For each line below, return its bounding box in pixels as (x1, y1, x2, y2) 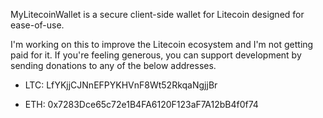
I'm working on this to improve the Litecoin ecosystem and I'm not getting (10, 39, 314, 50)
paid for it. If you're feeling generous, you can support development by (10, 49, 302, 61)
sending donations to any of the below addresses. (10, 60, 217, 71)
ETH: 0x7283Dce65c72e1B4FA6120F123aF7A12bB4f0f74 (24, 99, 259, 110)
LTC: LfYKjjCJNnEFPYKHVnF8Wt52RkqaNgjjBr (24, 79, 218, 91)
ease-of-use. (10, 19, 65, 31)
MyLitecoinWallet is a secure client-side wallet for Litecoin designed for (10, 9, 305, 20)
